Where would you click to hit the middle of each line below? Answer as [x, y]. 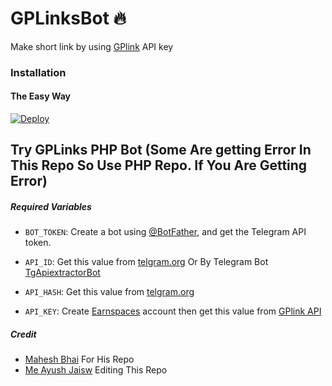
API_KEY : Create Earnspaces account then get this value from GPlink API [173, 311]
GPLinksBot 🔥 [68, 18]
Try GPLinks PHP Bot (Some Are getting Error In [161, 150]
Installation [38, 72]
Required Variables [51, 207]
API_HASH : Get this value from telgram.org [109, 292]
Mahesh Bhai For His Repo [79, 359]
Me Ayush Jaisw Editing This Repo [96, 370]
